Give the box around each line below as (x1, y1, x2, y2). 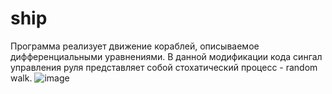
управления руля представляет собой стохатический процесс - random (10, 61, 318, 73)
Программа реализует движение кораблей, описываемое (10, 40, 260, 52)
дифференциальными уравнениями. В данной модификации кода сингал (10, 50, 323, 62)
